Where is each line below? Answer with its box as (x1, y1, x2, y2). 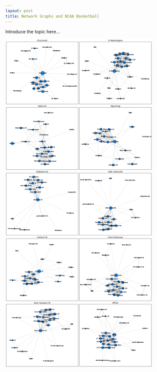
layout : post (5, 8, 33, 13)
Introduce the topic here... (5, 28, 60, 34)
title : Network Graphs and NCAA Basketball (5, 13, 100, 19)
